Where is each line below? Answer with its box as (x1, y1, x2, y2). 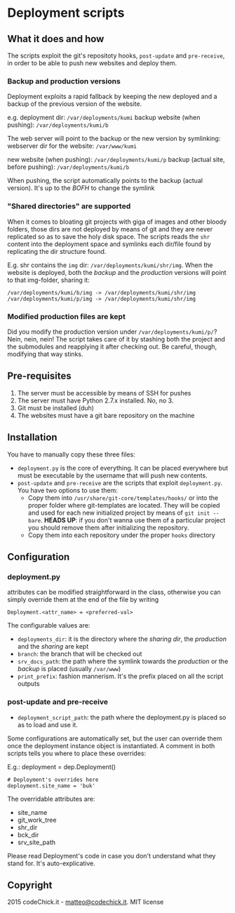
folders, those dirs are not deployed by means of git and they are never (7, 224, 213, 233)
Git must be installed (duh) (17, 403, 95, 412)
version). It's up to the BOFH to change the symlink (7, 184, 155, 192)
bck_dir (17, 830, 39, 839)
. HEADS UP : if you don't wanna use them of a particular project (41, 515, 226, 524)
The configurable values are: (7, 621, 90, 630)
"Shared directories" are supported (7, 201, 131, 211)
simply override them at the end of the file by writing (7, 595, 159, 604)
